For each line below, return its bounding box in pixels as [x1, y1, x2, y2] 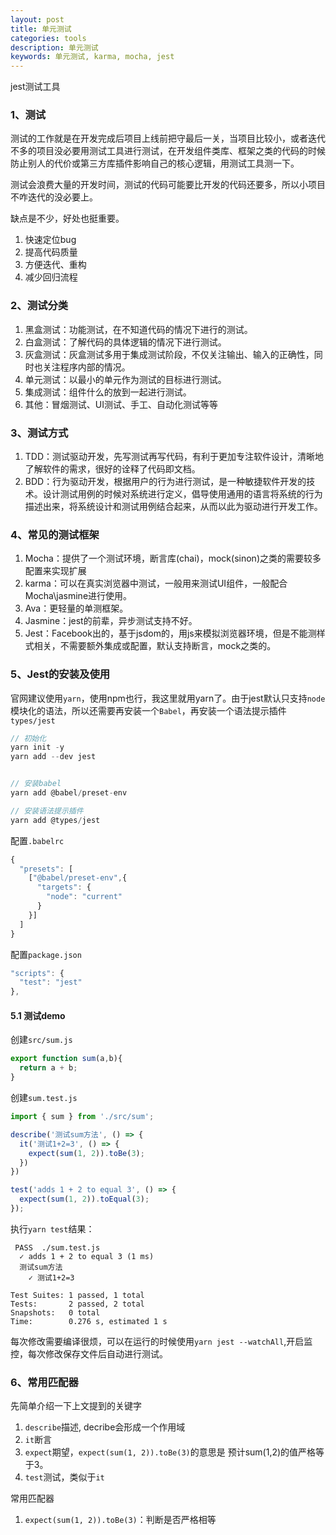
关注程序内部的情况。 [42, 361, 131, 373]
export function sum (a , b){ [10, 1054, 123, 1064]
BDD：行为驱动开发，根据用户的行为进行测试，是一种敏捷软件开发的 [24, 476, 307, 488]
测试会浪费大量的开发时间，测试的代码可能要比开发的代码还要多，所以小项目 [10, 179, 326, 191]
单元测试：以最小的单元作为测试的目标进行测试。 [24, 373, 227, 385]
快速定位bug [24, 234, 77, 246]
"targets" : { [36, 882, 92, 893]
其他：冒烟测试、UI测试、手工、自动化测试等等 [24, 398, 218, 410]
